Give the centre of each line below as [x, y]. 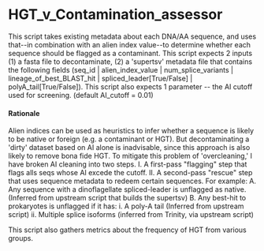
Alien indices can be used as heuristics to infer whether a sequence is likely [131, 131]
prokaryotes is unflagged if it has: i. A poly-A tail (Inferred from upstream [126, 206]
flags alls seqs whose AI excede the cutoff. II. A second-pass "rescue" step [130, 173]
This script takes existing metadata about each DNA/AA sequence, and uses [132, 36]
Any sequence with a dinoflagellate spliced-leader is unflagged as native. [127, 189]
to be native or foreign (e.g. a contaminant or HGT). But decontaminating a [129, 139]
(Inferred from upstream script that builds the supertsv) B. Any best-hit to [127, 198]
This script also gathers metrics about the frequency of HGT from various [127, 230]
